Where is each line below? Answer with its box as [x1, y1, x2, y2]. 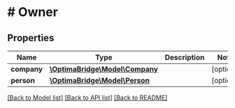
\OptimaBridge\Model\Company [49, 64, 159, 74]
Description [164, 53, 205, 62]
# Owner [7, 4, 58, 20]
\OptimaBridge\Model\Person [49, 76, 150, 85]
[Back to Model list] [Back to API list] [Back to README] [7, 93, 168, 102]
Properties [7, 32, 55, 44]
